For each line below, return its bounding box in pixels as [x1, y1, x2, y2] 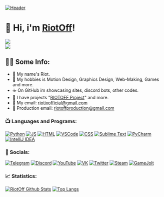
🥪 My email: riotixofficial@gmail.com [12, 100, 87, 106]
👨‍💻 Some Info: [5, 58, 50, 66]
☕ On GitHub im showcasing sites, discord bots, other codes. [12, 87, 139, 93]
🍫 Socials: [5, 149, 30, 156]
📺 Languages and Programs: [5, 118, 77, 125]
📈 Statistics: [5, 173, 37, 180]
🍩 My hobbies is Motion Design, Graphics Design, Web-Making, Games [12, 76, 159, 82]
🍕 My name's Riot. [12, 71, 50, 77]
